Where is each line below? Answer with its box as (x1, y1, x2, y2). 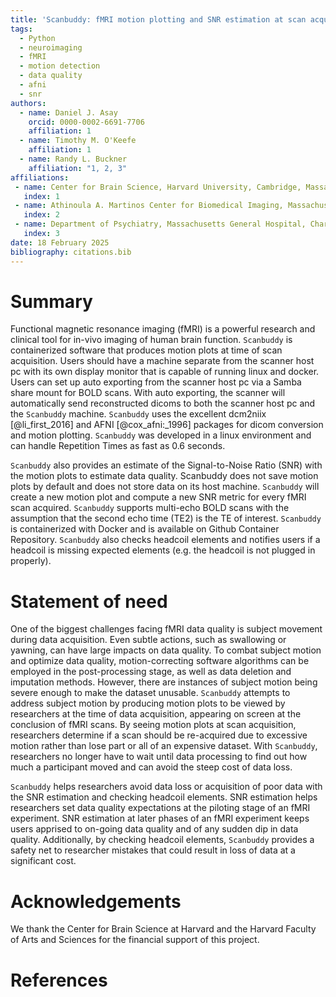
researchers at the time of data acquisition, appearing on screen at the (10, 708, 302, 720)
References (10, 969, 108, 991)
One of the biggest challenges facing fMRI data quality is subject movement (10, 623, 323, 635)
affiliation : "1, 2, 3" (28, 163, 128, 173)
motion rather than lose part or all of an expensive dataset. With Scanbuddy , (10, 740, 318, 752)
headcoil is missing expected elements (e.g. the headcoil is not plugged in (10, 544, 316, 556)
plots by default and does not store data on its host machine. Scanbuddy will (10, 481, 320, 493)
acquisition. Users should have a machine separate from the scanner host (10, 355, 315, 367)
